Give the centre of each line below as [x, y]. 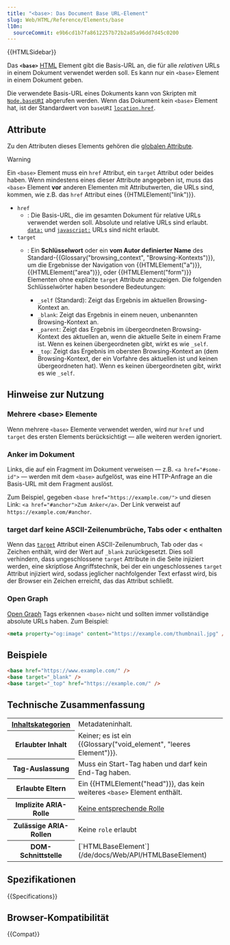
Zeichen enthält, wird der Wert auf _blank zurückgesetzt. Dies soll [100, 552]
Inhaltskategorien [41, 724]
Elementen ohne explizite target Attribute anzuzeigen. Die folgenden [124, 280]
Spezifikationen [42, 880]
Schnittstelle [41, 855]
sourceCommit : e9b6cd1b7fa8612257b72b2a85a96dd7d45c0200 [96, 33]
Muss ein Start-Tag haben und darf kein [143, 764]
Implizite [30, 804]
